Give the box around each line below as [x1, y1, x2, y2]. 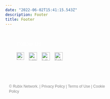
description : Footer [5, 12, 49, 17]
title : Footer [5, 17, 35, 22]
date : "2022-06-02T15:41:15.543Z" [5, 7, 78, 13]
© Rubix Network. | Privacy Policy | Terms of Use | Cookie [9, 84, 105, 89]
